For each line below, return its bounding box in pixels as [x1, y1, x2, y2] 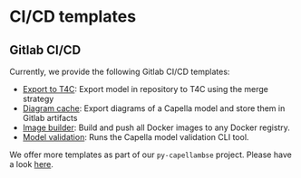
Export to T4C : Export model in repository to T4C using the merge [22, 84, 269, 94]
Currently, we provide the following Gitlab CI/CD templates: [9, 66, 230, 77]
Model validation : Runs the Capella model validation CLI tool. [22, 132, 249, 142]
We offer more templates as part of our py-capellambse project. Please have [9, 149, 292, 160]
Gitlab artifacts [22, 113, 78, 123]
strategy [22, 93, 54, 104]
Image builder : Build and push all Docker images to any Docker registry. [22, 122, 290, 133]
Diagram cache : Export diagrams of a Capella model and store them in [22, 103, 286, 114]
